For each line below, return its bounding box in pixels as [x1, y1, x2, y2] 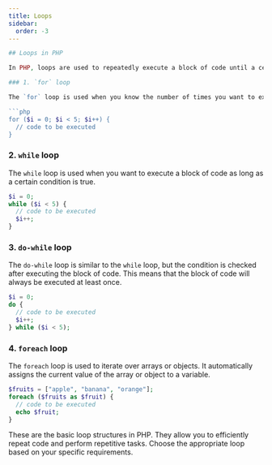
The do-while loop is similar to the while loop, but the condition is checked [8, 260, 257, 270]
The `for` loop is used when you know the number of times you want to [8, 93, 255, 101]
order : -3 [15, 27, 49, 35]
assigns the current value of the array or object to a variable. [8, 370, 210, 380]
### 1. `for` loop [8, 79, 70, 87]
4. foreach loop [8, 342, 68, 354]
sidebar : [8, 19, 38, 28]
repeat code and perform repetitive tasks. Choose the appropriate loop [8, 439, 245, 449]
